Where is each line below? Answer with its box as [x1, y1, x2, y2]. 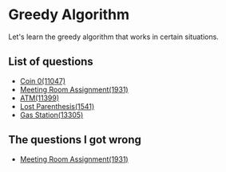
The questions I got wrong [8, 133, 142, 147]
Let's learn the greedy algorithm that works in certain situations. [8, 32, 220, 41]
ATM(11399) [19, 93, 60, 103]
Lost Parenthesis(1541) [19, 101, 95, 111]
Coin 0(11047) [19, 76, 66, 85]
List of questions [8, 55, 93, 68]
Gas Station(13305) [19, 110, 84, 119]
